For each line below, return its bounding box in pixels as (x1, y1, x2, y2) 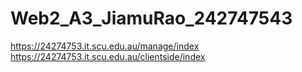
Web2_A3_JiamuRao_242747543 (10, 7, 293, 30)
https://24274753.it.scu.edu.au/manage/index (10, 40, 200, 52)
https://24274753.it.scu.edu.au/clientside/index (10, 50, 206, 62)
